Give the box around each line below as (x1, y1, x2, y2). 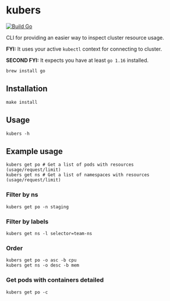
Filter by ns (6, 191, 38, 199)
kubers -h (6, 131, 30, 136)
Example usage (6, 146, 63, 156)
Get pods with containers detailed (6, 276, 104, 284)
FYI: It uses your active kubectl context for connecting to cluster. (6, 45, 162, 52)
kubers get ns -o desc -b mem (6, 262, 80, 268)
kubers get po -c (6, 289, 48, 295)
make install (6, 99, 38, 105)
